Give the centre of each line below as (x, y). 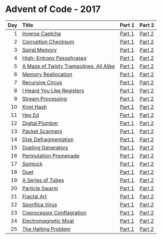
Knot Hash (35, 107)
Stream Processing (45, 99)
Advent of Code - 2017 (53, 9)
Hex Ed (31, 115)
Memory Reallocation (47, 74)
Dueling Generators (45, 147)
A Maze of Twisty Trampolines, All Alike (69, 66)
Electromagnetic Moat (48, 220)
